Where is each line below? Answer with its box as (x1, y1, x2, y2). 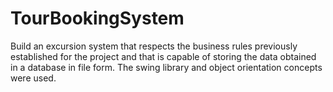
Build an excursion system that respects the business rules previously (10, 40, 298, 52)
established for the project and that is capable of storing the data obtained (10, 50, 317, 62)
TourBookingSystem (10, 7, 185, 30)
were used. (10, 72, 57, 84)
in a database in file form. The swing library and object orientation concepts (10, 61, 323, 73)
